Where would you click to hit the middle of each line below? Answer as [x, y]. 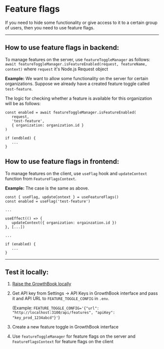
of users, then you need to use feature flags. [50, 27]
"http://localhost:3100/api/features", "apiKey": [64, 313]
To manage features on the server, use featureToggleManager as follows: [78, 59]
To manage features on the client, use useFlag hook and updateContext [76, 173]
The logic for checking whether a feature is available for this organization [79, 98]
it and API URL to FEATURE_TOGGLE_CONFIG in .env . [61, 299]
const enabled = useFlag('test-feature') [48, 201]
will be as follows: [23, 103]
